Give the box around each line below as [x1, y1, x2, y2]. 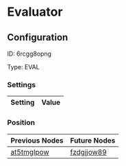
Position [7, 118, 36, 128]
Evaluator [7, 4, 63, 20]
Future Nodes [70, 135, 116, 145]
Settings [7, 80, 36, 89]
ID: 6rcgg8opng [7, 49, 52, 58]
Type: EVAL [7, 63, 40, 71]
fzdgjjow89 [70, 147, 108, 156]
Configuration [7, 32, 68, 43]
